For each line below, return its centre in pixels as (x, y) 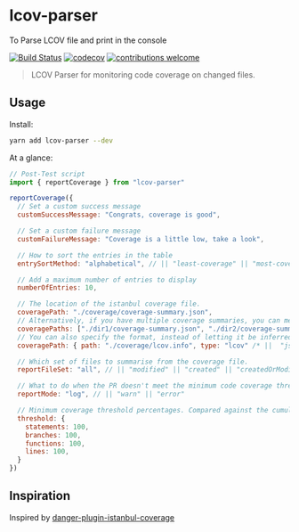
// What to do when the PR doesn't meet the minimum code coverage (145, 386)
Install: (21, 124)
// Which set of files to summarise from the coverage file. (133, 362)
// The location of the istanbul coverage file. (109, 304)
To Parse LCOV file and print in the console (88, 40)
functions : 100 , (56, 443)
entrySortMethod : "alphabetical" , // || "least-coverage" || (133, 264)
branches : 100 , (53, 435)
